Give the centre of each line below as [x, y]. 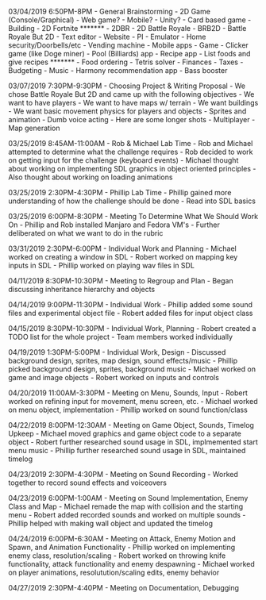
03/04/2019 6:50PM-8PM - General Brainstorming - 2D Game [109, 12]
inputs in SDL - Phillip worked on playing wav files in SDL [101, 265]
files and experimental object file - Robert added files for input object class [131, 313]
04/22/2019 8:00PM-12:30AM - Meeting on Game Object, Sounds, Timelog [131, 425]
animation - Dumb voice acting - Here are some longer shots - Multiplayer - [132, 119]
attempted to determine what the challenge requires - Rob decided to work [131, 152]
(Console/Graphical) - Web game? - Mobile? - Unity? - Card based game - [130, 20]
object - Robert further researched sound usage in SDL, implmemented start [133, 442]
